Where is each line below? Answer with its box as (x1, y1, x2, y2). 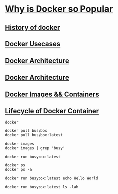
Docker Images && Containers (5, 90, 100, 98)
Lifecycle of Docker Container (5, 107, 99, 115)
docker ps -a (5, 167, 32, 172)
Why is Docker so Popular (5, 3, 113, 15)
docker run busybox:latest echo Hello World (5, 176, 98, 181)
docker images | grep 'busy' (5, 145, 65, 151)
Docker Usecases (5, 39, 61, 48)
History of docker (5, 23, 60, 32)
